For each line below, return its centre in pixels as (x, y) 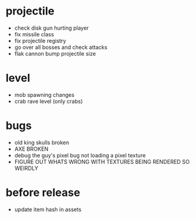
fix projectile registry (40, 41)
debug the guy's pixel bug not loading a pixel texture (80, 155)
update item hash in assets (48, 209)
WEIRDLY (26, 168)
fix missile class (34, 34)
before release (43, 192)
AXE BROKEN (31, 149)
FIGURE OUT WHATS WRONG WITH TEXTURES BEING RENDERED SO (102, 162)
